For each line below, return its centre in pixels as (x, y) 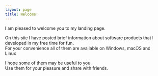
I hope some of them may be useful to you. (49, 63)
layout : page (18, 10)
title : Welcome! (22, 14)
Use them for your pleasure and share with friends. (57, 68)
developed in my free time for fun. (39, 43)
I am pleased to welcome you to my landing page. (55, 28)
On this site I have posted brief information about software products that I (79, 38)
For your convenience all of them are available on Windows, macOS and (78, 48)
